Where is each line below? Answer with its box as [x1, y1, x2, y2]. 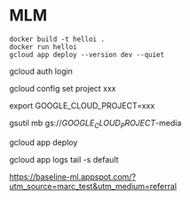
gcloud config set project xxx [9, 83, 116, 93]
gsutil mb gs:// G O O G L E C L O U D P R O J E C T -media [9, 117, 182, 130]
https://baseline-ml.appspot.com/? [9, 171, 136, 182]
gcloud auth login [9, 66, 74, 76]
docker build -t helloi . [9, 35, 105, 44]
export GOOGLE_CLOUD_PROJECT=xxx [9, 100, 155, 111]
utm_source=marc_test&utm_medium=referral [9, 180, 178, 191]
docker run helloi [9, 42, 77, 52]
